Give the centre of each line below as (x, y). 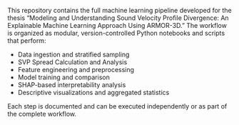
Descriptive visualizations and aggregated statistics (93, 92)
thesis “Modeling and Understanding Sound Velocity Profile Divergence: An (118, 18)
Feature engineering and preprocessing (76, 70)
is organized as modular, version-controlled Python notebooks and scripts (116, 33)
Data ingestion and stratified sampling (73, 54)
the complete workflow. (42, 114)
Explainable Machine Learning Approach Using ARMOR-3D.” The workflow (117, 25)
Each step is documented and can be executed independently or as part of (117, 106)
